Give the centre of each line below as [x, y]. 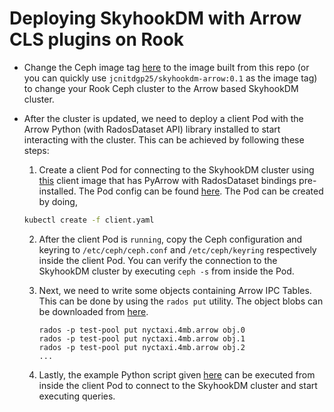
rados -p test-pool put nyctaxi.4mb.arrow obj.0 [142, 330]
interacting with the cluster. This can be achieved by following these [164, 139]
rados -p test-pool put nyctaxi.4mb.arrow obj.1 [142, 338]
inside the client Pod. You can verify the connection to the [158, 260]
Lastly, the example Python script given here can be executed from [177, 374]
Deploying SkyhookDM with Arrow [155, 18]
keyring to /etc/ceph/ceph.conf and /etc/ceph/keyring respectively [177, 249]
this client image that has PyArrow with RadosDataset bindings [167, 180]
